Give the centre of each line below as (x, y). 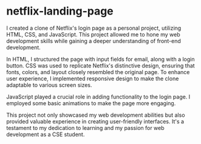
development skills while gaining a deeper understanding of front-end (94, 41)
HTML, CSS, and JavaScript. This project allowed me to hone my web (93, 34)
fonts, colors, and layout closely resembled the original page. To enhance (98, 72)
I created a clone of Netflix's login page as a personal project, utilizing (94, 28)
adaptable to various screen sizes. (49, 85)
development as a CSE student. (46, 134)
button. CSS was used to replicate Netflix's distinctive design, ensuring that (101, 66)
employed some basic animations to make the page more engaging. (91, 103)
